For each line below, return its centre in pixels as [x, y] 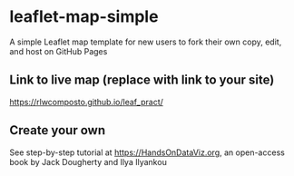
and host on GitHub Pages [59, 51]
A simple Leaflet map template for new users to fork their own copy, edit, [146, 42]
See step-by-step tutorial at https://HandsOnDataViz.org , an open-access [147, 152]
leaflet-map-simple [84, 17]
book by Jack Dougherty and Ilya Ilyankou [88, 161]
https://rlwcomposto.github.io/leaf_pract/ [86, 102]
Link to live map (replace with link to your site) [142, 80]
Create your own [58, 130]
